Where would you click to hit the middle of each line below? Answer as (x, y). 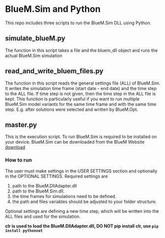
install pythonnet (24, 231)
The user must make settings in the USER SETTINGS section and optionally (81, 171)
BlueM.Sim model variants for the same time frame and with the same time (81, 104)
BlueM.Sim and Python (53, 9)
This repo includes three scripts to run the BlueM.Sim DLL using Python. (78, 23)
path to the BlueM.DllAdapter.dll (45, 186)
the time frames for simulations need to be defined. (64, 196)
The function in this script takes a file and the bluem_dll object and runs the (82, 50)
